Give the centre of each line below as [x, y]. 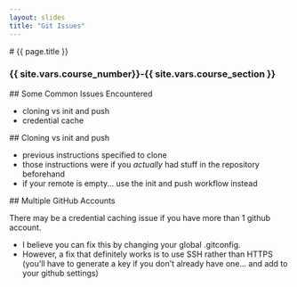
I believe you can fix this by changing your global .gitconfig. [132, 244]
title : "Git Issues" [48, 26]
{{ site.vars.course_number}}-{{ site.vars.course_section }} [142, 74]
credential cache [53, 120]
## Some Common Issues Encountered [81, 94]
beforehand [43, 174]
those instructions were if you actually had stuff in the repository [140, 164]
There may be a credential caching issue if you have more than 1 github [140, 217]
